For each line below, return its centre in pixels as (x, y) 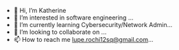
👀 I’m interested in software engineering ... (73, 18)
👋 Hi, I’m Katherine (40, 10)
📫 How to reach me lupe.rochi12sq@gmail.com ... (83, 40)
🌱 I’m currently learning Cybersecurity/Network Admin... (93, 25)
